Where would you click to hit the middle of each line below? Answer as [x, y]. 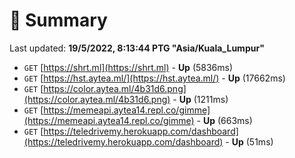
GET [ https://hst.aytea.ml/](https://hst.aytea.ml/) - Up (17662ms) [154, 78]
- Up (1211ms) [200, 99]
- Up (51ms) [249, 141]
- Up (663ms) [224, 120]
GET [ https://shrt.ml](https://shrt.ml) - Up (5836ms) [128, 67]
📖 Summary [58, 20]
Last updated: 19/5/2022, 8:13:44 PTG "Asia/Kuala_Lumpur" [137, 48]
